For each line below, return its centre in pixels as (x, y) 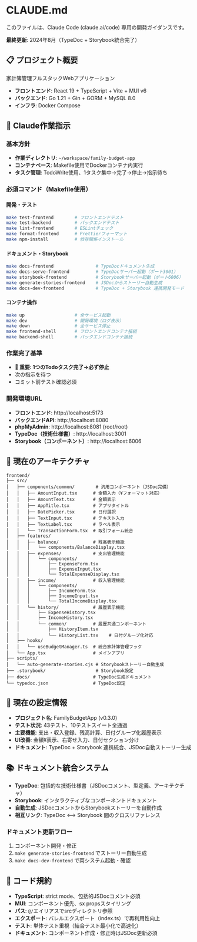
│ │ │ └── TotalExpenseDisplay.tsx (63, 574)
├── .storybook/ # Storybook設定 (70, 671)
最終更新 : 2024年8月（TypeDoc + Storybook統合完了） (73, 39)
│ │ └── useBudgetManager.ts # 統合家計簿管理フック (74, 647)
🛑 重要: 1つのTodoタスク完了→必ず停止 (62, 367)
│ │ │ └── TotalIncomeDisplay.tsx (61, 601)
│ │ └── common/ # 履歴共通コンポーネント (76, 624)
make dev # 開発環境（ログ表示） (65, 321)
